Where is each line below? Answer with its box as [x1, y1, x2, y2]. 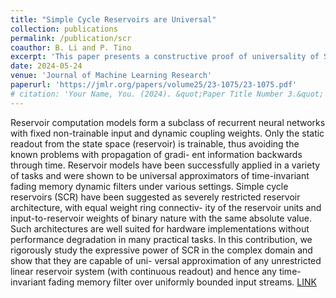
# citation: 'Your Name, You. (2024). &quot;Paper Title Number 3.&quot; [10, 89, 325, 99]
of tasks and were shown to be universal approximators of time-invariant [10, 169, 310, 181]
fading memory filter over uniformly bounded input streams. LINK [48, 276, 317, 288]
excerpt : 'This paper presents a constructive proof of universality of [10, 52, 320, 62]
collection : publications [10, 24, 118, 34]
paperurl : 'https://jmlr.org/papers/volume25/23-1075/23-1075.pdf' [10, 80, 298, 90]
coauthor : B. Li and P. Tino [10, 42, 132, 53]
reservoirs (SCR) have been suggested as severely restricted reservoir [10, 191, 301, 203]
